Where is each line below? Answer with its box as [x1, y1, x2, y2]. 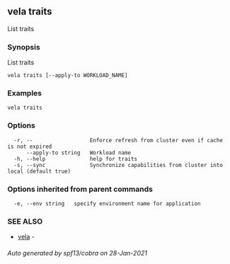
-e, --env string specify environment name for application [13, 200, 201, 207]
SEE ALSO [7, 216, 43, 226]
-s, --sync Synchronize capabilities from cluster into [13, 161, 223, 168]
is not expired [7, 143, 52, 150]
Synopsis [7, 42, 40, 52]
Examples [7, 88, 42, 98]
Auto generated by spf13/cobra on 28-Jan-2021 [7, 248, 147, 257]
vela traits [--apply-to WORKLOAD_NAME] [7, 72, 129, 79]
